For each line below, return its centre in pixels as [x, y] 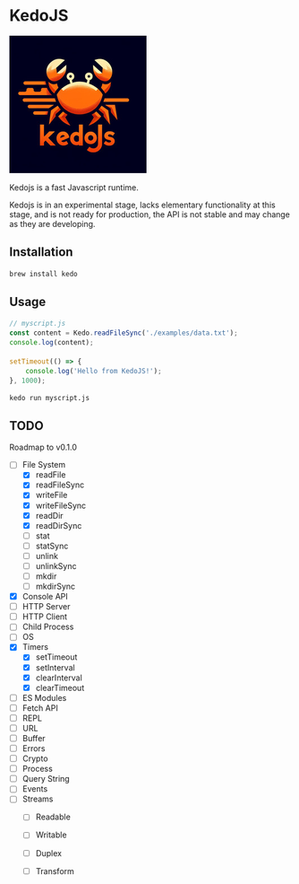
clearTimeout [60, 687]
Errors [34, 748]
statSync [52, 546]
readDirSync [59, 525]
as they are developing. [52, 223]
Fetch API [40, 708]
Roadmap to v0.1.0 [43, 447]
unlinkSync [56, 565]
